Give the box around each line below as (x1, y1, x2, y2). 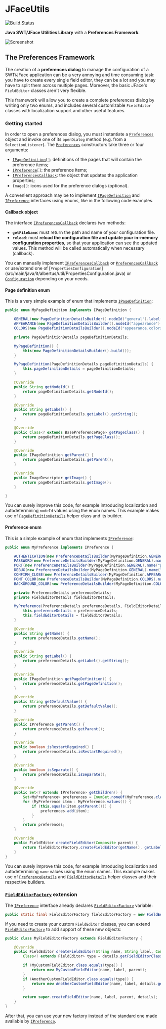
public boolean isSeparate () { (14, 767, 79, 772)
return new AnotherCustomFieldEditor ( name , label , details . (31, 981, 158, 986)
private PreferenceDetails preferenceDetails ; (14, 590, 112, 595)
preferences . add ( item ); (40, 808, 90, 813)
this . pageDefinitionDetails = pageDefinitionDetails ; (23, 366, 136, 371)
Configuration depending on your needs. (5, 276, 89, 282)
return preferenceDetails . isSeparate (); (23, 772, 107, 777)
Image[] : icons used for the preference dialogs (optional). (12, 183, 129, 189)
